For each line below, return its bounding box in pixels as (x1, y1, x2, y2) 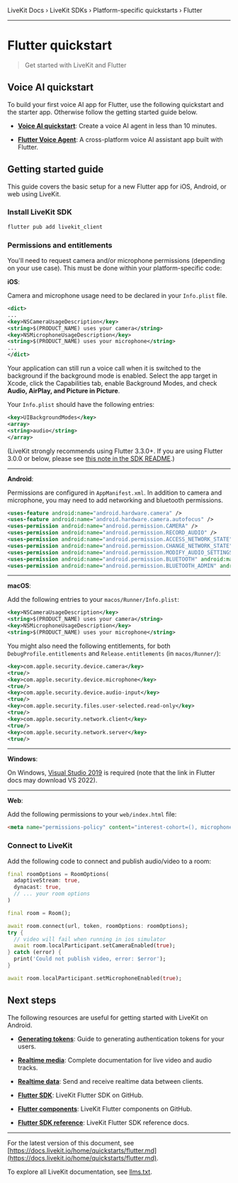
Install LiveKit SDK (7, 207, 72, 217)
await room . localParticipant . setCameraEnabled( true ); (13, 942, 176, 949)
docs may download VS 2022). (7, 776, 98, 785)
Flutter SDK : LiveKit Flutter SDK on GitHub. (17, 1091, 144, 1099)
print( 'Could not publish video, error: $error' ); (13, 955, 166, 963)
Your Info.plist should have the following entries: (7, 400, 154, 409)
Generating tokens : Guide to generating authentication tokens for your (17, 1034, 225, 1043)
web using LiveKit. (7, 189, 62, 198)
